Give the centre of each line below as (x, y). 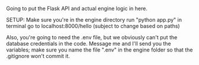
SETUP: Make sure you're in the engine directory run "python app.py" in (94, 20)
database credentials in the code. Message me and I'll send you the (89, 44)
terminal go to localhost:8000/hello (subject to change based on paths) (93, 26)
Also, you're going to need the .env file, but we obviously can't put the (92, 37)
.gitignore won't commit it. (38, 56)
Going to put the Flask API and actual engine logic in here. (77, 8)
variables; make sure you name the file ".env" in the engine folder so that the (99, 50)
